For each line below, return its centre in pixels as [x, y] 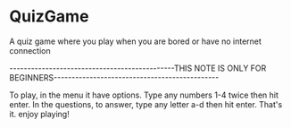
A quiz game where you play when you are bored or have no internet [135, 41]
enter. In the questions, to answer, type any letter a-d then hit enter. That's [146, 104]
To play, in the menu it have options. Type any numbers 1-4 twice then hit [144, 95]
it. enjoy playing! [39, 114]
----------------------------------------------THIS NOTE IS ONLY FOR [138, 68]
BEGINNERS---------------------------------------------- [114, 77]
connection [30, 50]
